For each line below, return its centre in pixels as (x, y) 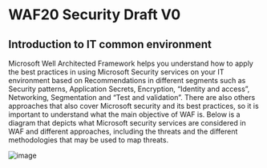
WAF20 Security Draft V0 (95, 15)
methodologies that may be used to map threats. (89, 140)
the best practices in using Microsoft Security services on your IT (116, 72)
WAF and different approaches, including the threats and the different (123, 131)
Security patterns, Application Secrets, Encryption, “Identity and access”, (129, 89)
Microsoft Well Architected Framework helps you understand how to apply (131, 63)
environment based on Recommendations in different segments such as (127, 80)
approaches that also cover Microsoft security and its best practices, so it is (133, 106)
